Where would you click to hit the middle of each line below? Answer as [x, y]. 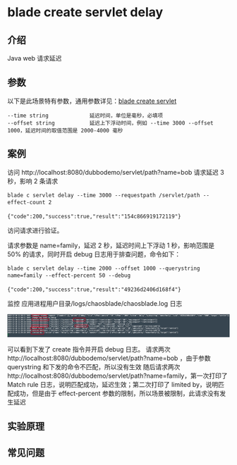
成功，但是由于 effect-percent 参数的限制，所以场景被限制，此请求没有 [116, 393]
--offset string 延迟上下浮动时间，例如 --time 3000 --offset [110, 123]
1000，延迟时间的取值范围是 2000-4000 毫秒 [65, 130]
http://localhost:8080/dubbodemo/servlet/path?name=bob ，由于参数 [109, 358]
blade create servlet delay [85, 12]
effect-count [26, 202]
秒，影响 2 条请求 [33, 181]
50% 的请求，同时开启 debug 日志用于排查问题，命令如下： [94, 254]
